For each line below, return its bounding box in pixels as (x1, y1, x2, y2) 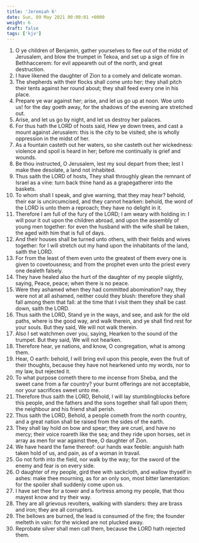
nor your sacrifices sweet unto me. (15, 387, 100, 394)
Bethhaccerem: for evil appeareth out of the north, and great (15, 60, 163, 67)
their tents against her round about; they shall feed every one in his (15, 85, 179, 92)
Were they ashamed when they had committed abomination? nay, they (15, 286, 187, 293)
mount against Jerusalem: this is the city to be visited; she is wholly (15, 128, 180, 136)
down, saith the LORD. (15, 305, 70, 312)
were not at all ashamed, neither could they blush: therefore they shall (15, 293, 185, 300)
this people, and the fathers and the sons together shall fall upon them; (15, 399, 188, 406)
